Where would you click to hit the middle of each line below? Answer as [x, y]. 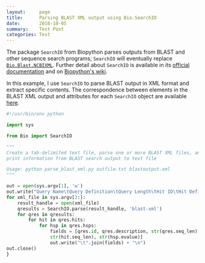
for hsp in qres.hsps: [68, 226]
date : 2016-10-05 [37, 23]
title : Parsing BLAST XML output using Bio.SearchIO [81, 18]
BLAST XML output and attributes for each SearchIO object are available [97, 96]
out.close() [21, 248]
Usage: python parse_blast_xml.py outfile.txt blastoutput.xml [88, 169]
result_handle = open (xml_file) [58, 203]
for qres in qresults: [46, 214]
